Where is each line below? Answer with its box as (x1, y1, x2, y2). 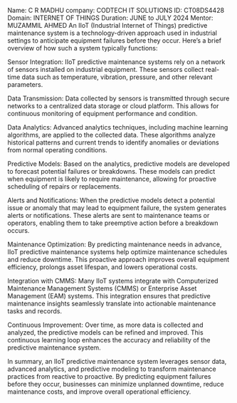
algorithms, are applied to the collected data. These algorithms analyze (7, 131, 216, 139)
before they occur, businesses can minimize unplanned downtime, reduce (7, 380, 224, 388)
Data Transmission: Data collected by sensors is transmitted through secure (7, 94, 230, 103)
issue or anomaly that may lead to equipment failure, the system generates (7, 204, 226, 212)
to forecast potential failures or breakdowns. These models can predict (7, 167, 216, 175)
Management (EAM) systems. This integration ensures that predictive (7, 292, 211, 300)
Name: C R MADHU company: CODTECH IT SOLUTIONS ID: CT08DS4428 (7, 6, 225, 14)
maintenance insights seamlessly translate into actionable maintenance (7, 299, 216, 308)
